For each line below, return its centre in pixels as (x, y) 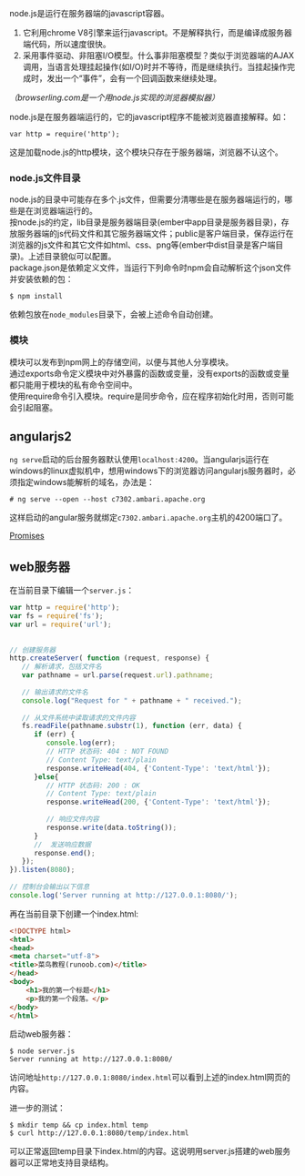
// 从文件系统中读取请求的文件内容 (79, 717)
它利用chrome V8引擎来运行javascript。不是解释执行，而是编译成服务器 (158, 33)
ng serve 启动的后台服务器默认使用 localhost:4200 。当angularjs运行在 (140, 460)
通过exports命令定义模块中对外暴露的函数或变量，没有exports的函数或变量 (149, 373)
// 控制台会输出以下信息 (50, 887)
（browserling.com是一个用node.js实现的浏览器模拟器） (115, 97)
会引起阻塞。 (33, 407)
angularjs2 (41, 436)
